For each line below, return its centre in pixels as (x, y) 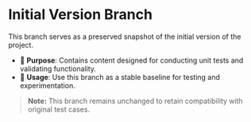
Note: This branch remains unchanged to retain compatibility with (135, 101)
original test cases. (58, 109)
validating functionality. (58, 68)
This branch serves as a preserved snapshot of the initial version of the (125, 36)
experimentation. (47, 86)
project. (21, 44)
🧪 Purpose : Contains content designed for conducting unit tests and (131, 60)
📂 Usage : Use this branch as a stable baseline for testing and (120, 77)
